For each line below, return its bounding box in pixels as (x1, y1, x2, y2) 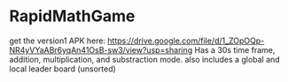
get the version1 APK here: (9, 35, 106, 46)
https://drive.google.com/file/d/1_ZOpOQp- (107, 35, 265, 46)
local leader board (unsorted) (9, 63, 117, 74)
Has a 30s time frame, (194, 44, 276, 55)
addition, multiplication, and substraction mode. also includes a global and (9, 54, 281, 64)
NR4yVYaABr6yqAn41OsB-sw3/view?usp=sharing (9, 44, 193, 55)
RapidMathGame (9, 6, 136, 26)
